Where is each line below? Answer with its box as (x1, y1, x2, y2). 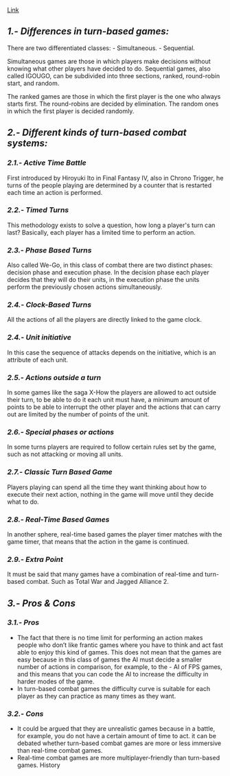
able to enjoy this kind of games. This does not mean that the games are (16, 648, 222, 656)
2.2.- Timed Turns (7, 205, 69, 215)
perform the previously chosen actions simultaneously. (7, 283, 163, 291)
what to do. (7, 497, 39, 506)
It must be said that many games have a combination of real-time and (7, 570, 204, 578)
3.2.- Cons (7, 709, 44, 718)
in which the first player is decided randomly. (7, 106, 135, 115)
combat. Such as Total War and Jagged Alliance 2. (26, 578, 170, 586)
